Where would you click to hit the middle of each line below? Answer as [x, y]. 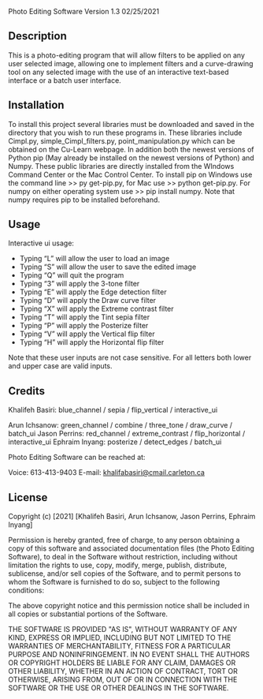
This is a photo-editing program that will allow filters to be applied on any [127, 55]
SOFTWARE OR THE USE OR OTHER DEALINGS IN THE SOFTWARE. [119, 688]
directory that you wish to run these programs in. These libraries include [125, 133]
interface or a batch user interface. [65, 80]
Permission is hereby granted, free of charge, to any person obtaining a [124, 540]
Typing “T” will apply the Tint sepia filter [85, 317]
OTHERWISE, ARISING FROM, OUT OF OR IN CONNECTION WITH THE [123, 680]
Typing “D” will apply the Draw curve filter [87, 301]
